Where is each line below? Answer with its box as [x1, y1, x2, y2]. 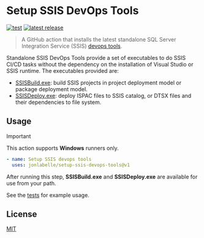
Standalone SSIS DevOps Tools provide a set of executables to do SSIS [6, 54, 186, 61]
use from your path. [6, 179, 56, 187]
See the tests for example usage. [6, 191, 90, 199]
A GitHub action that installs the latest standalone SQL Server [21, 35, 176, 43]
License [6, 209, 37, 219]
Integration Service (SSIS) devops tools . [21, 42, 123, 50]
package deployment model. [15, 85, 88, 92]
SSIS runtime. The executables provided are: [6, 67, 119, 74]
